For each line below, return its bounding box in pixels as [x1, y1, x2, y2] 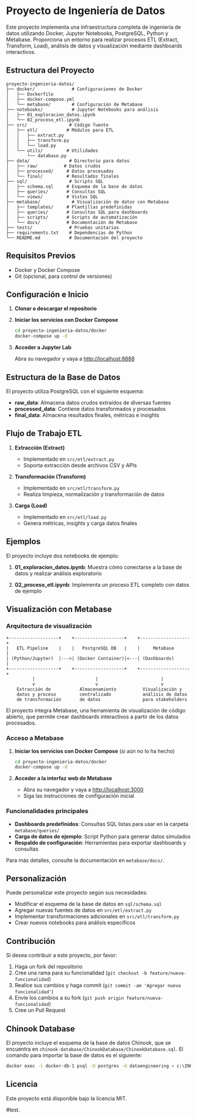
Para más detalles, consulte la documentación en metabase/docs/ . [6, 857, 165, 864]
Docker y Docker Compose [14, 266, 80, 273]
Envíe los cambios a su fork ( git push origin [14, 994, 124, 1001]
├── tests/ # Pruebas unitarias [6, 225, 119, 230]
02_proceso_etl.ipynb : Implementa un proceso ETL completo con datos [14, 581, 189, 588]
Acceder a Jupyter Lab [14, 344, 72, 351]
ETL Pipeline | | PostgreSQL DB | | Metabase [16, 645, 175, 651]
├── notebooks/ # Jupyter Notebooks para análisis [6, 107, 159, 113]
